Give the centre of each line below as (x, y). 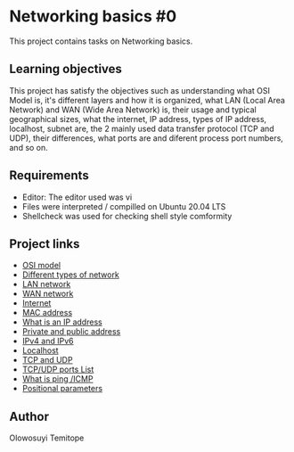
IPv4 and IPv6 (48, 341)
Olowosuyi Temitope (47, 438)
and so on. (29, 147)
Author (29, 416)
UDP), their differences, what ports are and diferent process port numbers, (146, 138)
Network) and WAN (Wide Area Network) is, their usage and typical (133, 110)
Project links (45, 244)
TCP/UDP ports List (58, 370)
